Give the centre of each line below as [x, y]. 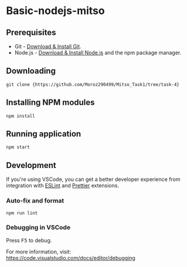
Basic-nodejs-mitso [55, 11]
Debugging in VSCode [38, 228]
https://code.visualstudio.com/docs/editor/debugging [71, 258]
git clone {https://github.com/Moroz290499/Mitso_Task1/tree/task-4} [93, 84]
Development [31, 165]
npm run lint [22, 213]
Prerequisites [31, 32]
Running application [44, 134]
